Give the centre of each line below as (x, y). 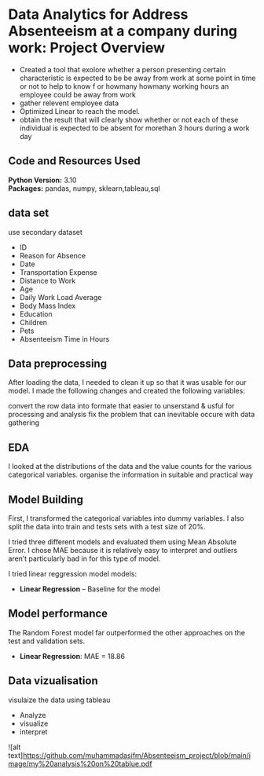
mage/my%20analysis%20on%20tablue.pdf (80, 763)
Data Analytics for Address (98, 15)
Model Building (46, 499)
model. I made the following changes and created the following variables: (126, 391)
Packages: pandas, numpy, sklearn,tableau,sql (84, 188)
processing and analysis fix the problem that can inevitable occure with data (132, 415)
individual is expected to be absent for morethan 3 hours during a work (134, 128)
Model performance (58, 614)
